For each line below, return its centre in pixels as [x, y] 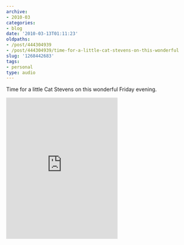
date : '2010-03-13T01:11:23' [42, 34]
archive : [17, 12]
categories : [21, 23]
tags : [13, 61]
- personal [20, 67]
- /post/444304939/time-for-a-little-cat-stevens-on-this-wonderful [93, 51]
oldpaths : [18, 39]
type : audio [21, 73]
